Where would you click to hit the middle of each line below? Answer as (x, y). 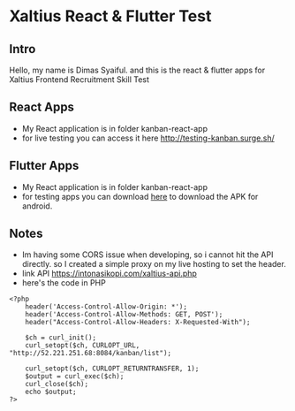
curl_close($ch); (57, 384)
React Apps (42, 107)
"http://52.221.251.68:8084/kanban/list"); (91, 354)
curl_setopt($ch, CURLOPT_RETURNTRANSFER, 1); (112, 369)
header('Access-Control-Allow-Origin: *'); (106, 307)
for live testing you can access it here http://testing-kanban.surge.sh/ (148, 138)
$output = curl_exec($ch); (75, 377)
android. (37, 206)
